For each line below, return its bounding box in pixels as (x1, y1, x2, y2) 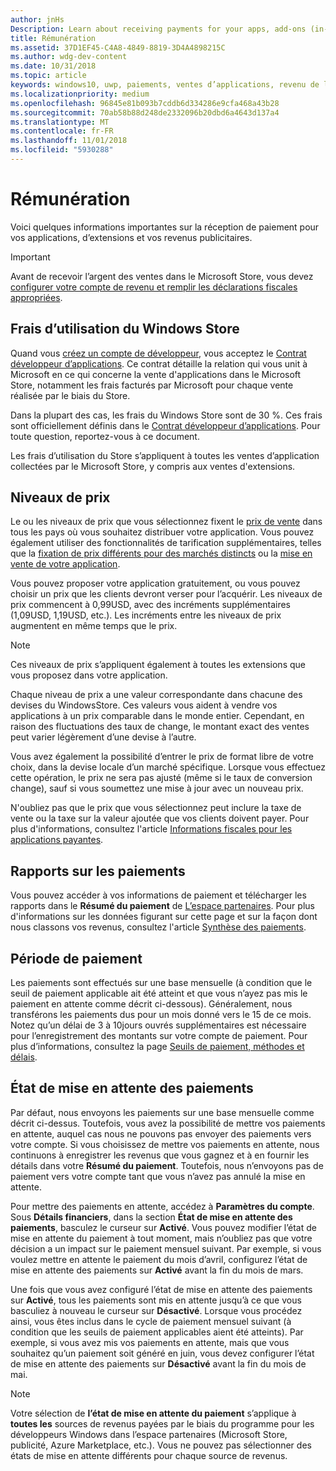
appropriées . (10, 291, 63, 303)
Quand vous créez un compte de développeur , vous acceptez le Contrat (10, 347, 307, 359)
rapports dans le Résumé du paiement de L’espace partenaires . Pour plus (10, 900, 315, 912)
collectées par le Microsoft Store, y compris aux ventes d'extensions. (10, 460, 296, 472)
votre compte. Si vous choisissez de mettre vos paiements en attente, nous (10, 1138, 320, 1150)
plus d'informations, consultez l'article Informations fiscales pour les (10, 823, 293, 835)
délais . (10, 1051, 38, 1063)
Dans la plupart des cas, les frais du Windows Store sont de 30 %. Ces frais (10, 409, 323, 421)
